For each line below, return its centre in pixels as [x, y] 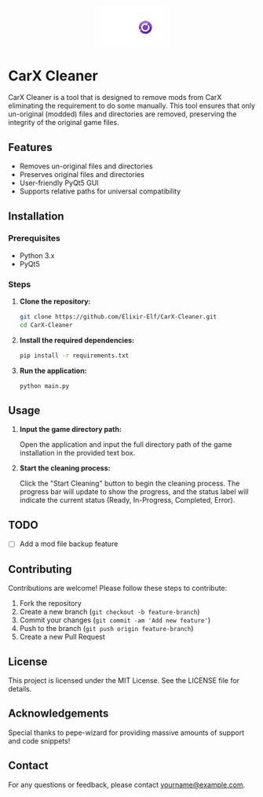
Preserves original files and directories [82, 175]
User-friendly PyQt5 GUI [59, 183]
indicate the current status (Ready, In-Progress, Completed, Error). [127, 500]
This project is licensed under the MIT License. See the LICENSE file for [124, 680]
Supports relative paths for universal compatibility [100, 191]
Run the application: [53, 371]
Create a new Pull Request [62, 637]
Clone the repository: [55, 301]
